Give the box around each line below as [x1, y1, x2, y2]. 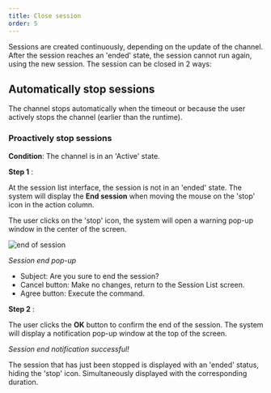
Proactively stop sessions [8, 133, 112, 144]
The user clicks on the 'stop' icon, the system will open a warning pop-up [8, 216, 253, 225]
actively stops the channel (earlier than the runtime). [8, 113, 183, 122]
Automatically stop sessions [8, 82, 155, 96]
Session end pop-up [8, 255, 77, 265]
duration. [8, 377, 39, 387]
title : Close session [8, 11, 82, 20]
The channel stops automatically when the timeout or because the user [8, 104, 246, 113]
